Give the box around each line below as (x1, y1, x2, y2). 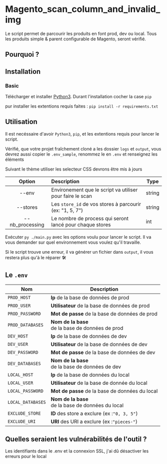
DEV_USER (7, 341, 28, 347)
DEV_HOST (7, 333, 28, 339)
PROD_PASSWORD (7, 310, 41, 316)
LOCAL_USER (7, 380, 33, 386)
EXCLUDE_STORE (7, 410, 41, 416)
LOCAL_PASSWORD (7, 388, 44, 394)
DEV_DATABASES (7, 360, 41, 366)
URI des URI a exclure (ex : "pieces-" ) (50, 418, 138, 425)
